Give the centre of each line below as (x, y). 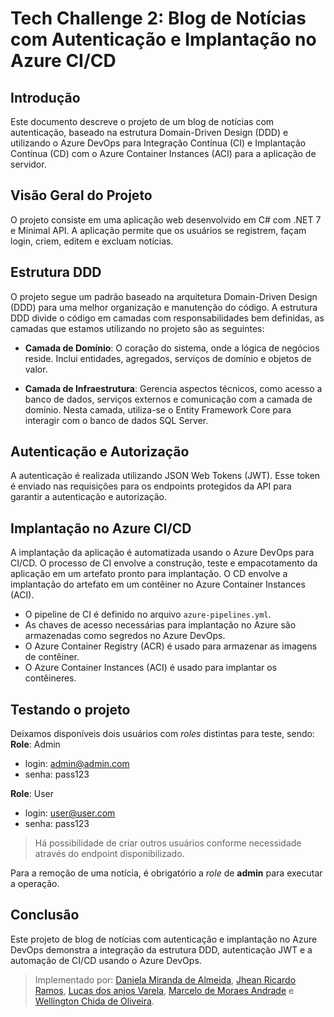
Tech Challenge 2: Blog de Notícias (158, 18)
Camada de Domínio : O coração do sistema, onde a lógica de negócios (172, 348)
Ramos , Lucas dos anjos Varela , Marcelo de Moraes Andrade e (164, 990)
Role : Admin (35, 744)
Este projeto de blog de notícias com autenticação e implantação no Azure (164, 939)
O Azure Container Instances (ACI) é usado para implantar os (151, 668)
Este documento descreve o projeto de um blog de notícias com (142, 121)
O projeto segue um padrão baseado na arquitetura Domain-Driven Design (164, 296)
